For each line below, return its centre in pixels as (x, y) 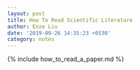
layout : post (26, 14)
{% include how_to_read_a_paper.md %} (66, 59)
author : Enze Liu (33, 26)
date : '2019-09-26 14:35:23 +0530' (59, 33)
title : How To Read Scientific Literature (70, 20)
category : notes (31, 40)
